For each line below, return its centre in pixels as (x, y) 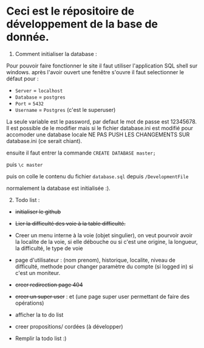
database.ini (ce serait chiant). (44, 141)
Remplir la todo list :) (41, 338)
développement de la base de (82, 24)
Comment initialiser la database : (56, 54)
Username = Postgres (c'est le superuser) (65, 110)
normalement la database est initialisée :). (58, 188)
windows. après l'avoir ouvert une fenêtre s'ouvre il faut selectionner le (95, 72)
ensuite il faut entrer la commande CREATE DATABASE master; (81, 153)
